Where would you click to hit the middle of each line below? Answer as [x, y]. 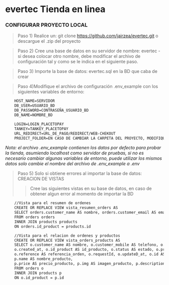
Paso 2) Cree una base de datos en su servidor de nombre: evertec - [89, 51]
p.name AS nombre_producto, [44, 259]
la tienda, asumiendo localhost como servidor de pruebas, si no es [75, 153]
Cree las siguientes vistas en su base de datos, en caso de [91, 188]
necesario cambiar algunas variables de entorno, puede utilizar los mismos [84, 158]
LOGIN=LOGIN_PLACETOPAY [39, 124]
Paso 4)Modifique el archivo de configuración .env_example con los [88, 86]
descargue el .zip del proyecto [49, 41]
